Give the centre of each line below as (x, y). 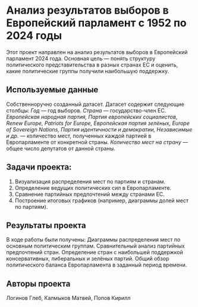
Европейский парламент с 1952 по (96, 23)
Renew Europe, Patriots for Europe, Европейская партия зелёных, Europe (98, 123)
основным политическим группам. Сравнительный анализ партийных (96, 246)
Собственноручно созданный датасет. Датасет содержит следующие (95, 104)
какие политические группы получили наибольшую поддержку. (88, 71)
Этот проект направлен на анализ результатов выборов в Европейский (97, 52)
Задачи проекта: (39, 167)
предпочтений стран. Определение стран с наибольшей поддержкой (95, 252)
